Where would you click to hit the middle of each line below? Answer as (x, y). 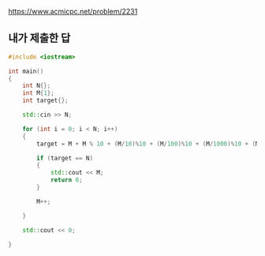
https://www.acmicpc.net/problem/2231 (73, 11)
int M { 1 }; (39, 93)
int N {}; (37, 86)
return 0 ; (66, 180)
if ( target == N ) (65, 158)
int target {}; (45, 101)
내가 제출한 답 (39, 38)
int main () (26, 71)
